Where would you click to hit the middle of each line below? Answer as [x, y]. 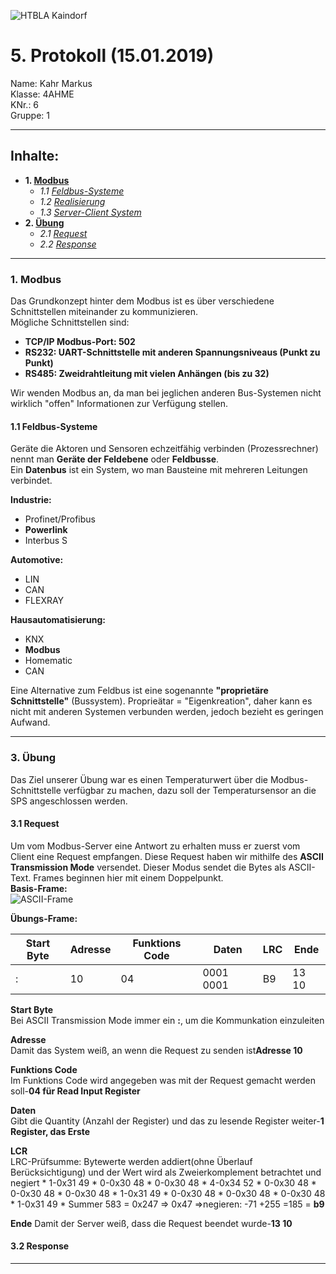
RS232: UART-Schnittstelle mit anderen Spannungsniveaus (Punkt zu [172, 352]
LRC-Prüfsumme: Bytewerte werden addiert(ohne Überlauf [131, 1161]
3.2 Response [40, 1246]
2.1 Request [63, 233]
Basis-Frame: [39, 888]
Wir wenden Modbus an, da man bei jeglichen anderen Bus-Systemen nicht [166, 393]
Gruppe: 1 [30, 115]
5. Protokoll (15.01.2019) [112, 56]
